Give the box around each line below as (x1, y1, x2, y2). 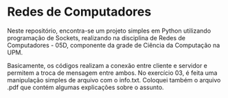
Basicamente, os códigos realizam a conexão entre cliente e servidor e (7, 61, 208, 69)
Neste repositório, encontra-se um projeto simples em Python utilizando (7, 27, 212, 35)
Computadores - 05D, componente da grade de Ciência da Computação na (7, 41, 220, 49)
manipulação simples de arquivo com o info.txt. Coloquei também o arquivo (7, 76, 221, 84)
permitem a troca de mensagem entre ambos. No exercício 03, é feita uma (7, 69, 218, 77)
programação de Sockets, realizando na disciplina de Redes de (7, 33, 185, 42)
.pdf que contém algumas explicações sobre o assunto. (7, 83, 164, 91)
